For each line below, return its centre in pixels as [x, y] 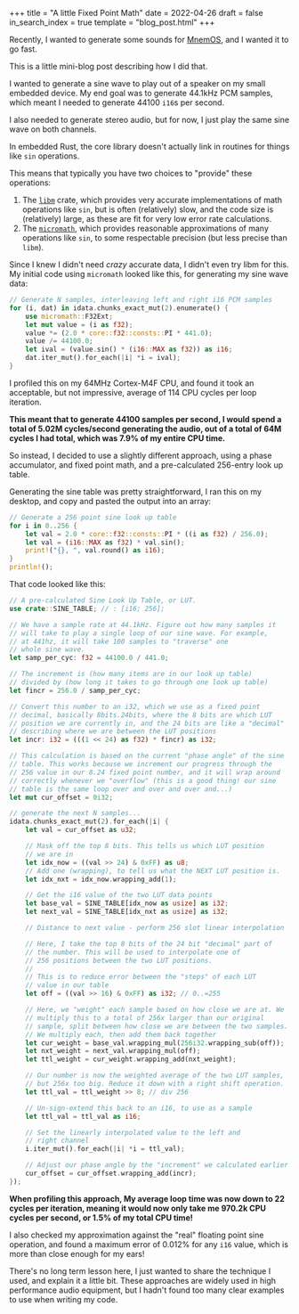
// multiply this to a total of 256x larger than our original [145, 1018]
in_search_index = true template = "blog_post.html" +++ [112, 22]
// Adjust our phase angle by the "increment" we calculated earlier [157, 1165]
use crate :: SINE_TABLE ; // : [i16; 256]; [87, 608]
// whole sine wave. [48, 649]
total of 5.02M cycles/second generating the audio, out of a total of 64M [145, 428]
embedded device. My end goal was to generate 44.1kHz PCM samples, [141, 93]
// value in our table [67, 985]
